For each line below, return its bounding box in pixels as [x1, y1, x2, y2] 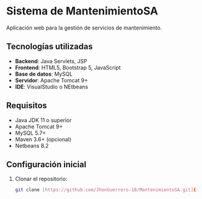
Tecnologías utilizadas [6, 41, 93, 52]
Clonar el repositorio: [14, 176, 68, 183]
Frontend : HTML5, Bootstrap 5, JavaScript [14, 64, 121, 71]
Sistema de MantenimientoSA [6, 4, 159, 18]
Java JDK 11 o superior [14, 116, 72, 124]
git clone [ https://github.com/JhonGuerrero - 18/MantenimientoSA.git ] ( [14, 187, 197, 193]
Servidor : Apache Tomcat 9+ [14, 76, 89, 84]
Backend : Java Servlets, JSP [14, 57, 87, 64]
